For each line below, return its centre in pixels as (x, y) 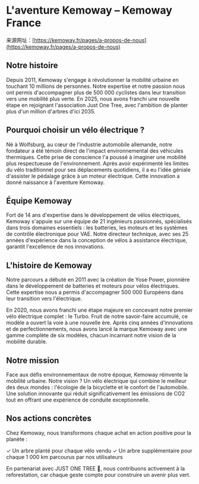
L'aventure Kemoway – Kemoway (89, 10)
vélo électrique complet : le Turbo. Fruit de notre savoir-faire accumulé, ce (97, 317)
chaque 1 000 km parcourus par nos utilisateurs (64, 457)
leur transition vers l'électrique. (44, 299)
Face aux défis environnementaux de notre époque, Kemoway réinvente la (97, 374)
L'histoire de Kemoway (49, 265)
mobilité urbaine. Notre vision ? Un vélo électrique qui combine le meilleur (97, 381)
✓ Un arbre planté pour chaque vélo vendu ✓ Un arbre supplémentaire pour (99, 450)
